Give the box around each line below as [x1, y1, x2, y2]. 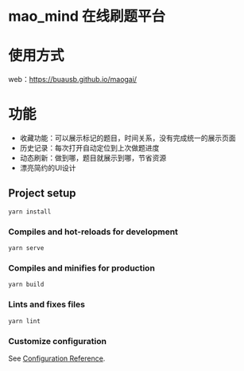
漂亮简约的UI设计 [19, 163, 76, 173]
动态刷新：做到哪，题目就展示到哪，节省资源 [19, 153, 167, 163]
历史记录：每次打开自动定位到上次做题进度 [19, 143, 160, 153]
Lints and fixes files [8, 299, 86, 310]
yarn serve [8, 244, 45, 252]
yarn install [8, 208, 52, 216]
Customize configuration [8, 335, 107, 346]
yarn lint [8, 317, 41, 325]
